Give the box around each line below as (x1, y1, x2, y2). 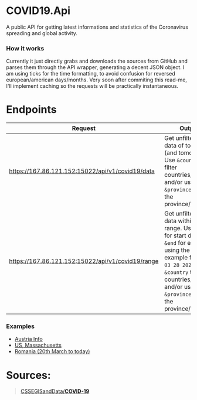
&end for (164, 239, 186, 247)
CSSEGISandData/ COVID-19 (20, 388, 90, 395)
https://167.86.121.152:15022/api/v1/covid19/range (9, 257, 159, 265)
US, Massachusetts (14, 341, 62, 349)
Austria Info (14, 336, 43, 343)
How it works (6, 44, 45, 52)
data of (164, 142, 184, 150)
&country (164, 269, 189, 276)
